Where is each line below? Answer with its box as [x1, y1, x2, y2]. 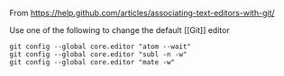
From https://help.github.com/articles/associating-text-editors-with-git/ [9, 8, 275, 18]
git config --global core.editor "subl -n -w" [9, 50, 188, 59]
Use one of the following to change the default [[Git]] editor [9, 25, 230, 35]
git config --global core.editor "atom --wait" [9, 42, 192, 51]
